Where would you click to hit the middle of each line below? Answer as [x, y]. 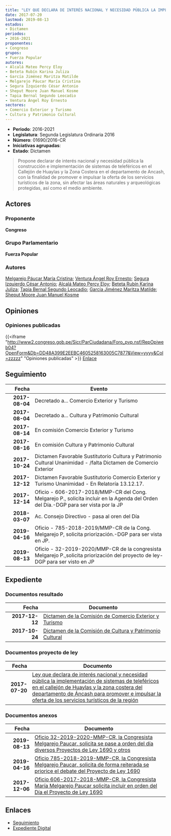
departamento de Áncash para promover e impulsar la [97, 693]
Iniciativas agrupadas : [37, 145]
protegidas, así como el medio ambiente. [60, 188]
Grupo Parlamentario [32, 243]
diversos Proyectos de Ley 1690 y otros [83, 750]
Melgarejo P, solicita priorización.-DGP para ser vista [98, 534]
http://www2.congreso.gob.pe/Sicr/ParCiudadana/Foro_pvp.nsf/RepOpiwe [85, 342]
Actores [18, 204]
